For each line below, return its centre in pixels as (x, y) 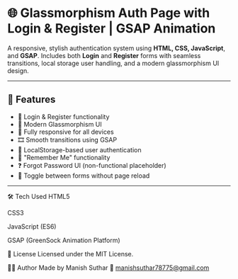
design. (18, 70)
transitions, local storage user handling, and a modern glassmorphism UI (113, 63)
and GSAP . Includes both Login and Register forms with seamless (104, 55)
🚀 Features (32, 99)
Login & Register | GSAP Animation (112, 29)
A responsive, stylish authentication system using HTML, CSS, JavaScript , (116, 48)
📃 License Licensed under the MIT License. (70, 254)
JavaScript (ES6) (32, 226)
